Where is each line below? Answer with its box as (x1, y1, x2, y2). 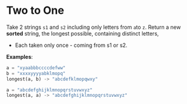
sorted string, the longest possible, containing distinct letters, (6, 29, 159, 37)
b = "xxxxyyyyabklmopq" (6, 70, 66, 76)
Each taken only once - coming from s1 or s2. (14, 41, 127, 49)
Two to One (6, 4, 64, 17)
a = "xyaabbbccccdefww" (6, 64, 66, 71)
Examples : (6, 53, 33, 60)
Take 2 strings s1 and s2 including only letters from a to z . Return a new (6, 23, 182, 31)
